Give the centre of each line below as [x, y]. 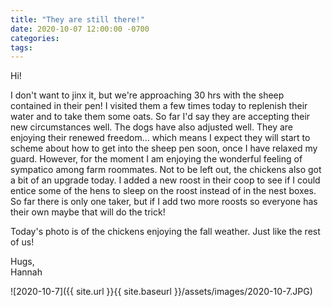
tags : [21, 47]
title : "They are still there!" [77, 19]
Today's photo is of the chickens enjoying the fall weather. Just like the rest [165, 232]
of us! [22, 242]
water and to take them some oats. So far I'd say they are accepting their [160, 117]
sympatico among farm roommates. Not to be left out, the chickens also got [166, 170]
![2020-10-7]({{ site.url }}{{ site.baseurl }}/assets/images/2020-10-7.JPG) [161, 292]
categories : [35, 38]
